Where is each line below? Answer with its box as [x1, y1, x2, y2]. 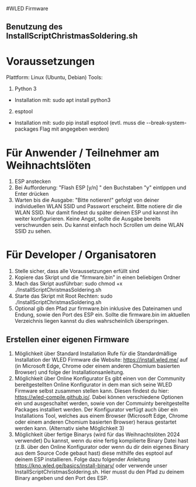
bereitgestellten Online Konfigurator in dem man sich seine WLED [14, 381, 173, 389]
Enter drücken [14, 190, 49, 197]
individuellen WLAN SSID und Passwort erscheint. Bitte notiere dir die [14, 203, 183, 210]
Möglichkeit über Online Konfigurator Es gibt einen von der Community [14, 375, 185, 382]
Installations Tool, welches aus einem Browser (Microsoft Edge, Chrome [14, 413, 188, 420]
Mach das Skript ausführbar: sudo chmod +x [14, 280, 123, 287]
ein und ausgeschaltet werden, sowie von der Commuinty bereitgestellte [14, 400, 190, 407]
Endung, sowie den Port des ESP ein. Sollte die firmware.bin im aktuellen [14, 311, 190, 318]
